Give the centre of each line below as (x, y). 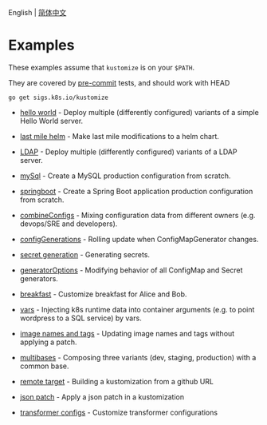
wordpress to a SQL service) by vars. (80, 318)
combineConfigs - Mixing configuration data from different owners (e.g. (137, 215)
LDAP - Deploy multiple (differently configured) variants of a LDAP (128, 152)
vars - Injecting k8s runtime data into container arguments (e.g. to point (137, 309)
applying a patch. (48, 342)
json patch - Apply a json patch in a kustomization (102, 397)
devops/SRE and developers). (69, 224)
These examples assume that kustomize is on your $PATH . (102, 67)
